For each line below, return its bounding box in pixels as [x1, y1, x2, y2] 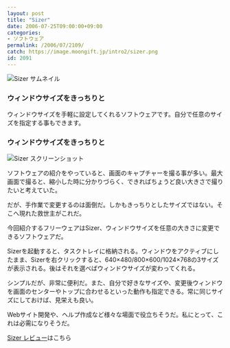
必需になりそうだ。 [19, 319, 73, 327]
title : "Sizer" [7, 16, 51, 23]
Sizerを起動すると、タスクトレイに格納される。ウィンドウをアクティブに [7, 247, 214, 255]
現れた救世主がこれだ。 [19, 209, 86, 218]
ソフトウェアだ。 [19, 233, 67, 241]
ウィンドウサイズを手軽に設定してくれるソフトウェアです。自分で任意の [7, 111, 211, 119]
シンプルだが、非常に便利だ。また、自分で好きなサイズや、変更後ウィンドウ [7, 279, 223, 287]
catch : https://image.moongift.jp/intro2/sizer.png [7, 49, 158, 56]
